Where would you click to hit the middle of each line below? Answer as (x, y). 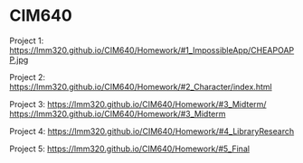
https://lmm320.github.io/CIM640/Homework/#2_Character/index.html (141, 86)
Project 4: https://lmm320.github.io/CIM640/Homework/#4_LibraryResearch (152, 131)
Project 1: (27, 41)
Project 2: (28, 77)
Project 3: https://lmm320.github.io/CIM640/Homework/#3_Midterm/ (138, 104)
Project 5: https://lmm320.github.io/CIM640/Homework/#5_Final (130, 149)
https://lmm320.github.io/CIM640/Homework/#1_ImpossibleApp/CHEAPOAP (152, 50)
